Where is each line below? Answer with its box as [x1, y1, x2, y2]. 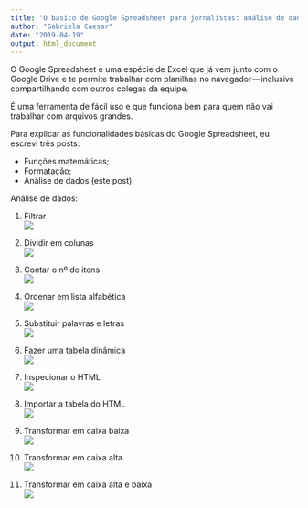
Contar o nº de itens [23, 264, 101, 275]
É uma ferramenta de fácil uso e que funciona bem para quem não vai [10, 101, 273, 112]
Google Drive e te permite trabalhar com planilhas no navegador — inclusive [10, 74, 295, 85]
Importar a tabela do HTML [23, 398, 126, 409]
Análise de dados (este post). [23, 175, 135, 186]
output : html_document [10, 38, 97, 48]
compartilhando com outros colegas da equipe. [10, 83, 189, 94]
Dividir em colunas [23, 238, 94, 249]
